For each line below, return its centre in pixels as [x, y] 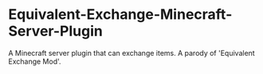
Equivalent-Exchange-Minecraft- [120, 15]
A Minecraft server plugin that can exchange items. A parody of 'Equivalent [131, 53]
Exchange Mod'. [35, 61]
